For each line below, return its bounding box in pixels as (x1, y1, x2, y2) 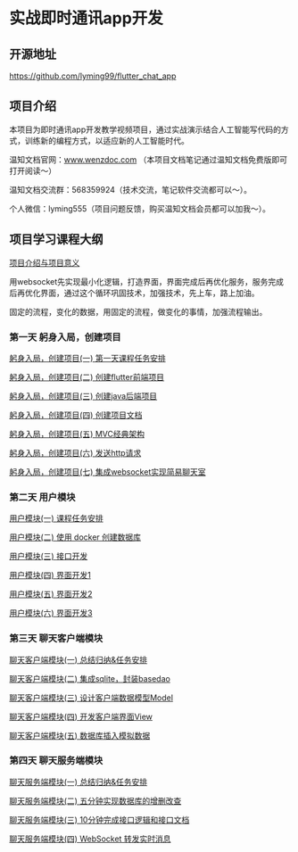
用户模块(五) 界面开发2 (9, 589, 93, 600)
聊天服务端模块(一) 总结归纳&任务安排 (9, 776, 148, 787)
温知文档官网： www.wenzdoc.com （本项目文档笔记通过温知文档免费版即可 (9, 153, 288, 165)
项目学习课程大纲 (9, 232, 103, 247)
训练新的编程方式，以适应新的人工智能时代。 (24, 135, 189, 145)
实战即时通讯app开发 (9, 8, 163, 29)
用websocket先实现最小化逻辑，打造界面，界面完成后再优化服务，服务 (9, 276, 269, 286)
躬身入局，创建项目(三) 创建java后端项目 (9, 390, 158, 401)
